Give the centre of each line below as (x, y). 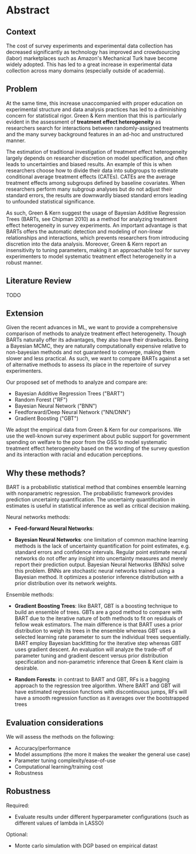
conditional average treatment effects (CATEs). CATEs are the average (91, 177)
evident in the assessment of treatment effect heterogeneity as (84, 122)
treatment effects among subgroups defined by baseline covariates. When (96, 182)
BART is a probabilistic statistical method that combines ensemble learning (96, 487)
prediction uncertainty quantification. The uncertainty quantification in (91, 500)
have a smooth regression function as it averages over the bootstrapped (102, 698)
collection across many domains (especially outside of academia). (86, 70)
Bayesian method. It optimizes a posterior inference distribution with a (99, 577)
